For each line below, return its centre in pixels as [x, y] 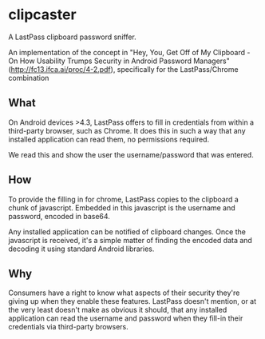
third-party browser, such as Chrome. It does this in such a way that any [127, 130]
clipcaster [43, 15]
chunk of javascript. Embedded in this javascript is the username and [122, 207]
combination [29, 78]
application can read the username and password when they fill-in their [126, 318]
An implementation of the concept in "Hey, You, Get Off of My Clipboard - [129, 52]
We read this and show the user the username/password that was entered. [131, 154]
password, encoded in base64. [59, 216]
